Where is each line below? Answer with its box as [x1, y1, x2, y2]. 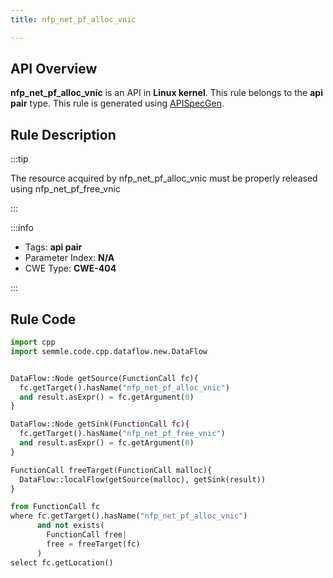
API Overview [10, 61, 98, 78]
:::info [10, 222, 34, 234]
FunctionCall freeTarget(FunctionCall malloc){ [10, 465, 213, 475]
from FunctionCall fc [10, 502, 101, 512]
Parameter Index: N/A [24, 252, 115, 264]
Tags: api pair [24, 241, 83, 253]
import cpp [10, 337, 56, 348]
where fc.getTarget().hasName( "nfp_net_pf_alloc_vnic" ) [10, 511, 248, 521]
